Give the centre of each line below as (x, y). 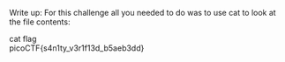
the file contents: (40, 22)
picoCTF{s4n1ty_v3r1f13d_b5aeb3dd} (77, 48)
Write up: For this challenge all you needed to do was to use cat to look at (142, 13)
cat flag (23, 39)
